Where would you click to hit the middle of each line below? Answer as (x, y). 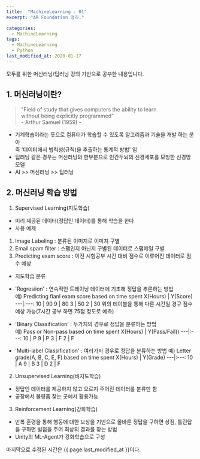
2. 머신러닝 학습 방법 (42, 192)
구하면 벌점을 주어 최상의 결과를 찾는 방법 (69, 430)
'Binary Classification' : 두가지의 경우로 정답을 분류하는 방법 (86, 324)
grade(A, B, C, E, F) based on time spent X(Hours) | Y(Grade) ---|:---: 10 (104, 358)
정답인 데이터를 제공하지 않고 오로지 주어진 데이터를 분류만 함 (86, 389)
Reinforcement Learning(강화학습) (56, 409)
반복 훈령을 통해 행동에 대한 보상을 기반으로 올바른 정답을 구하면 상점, (96, 422)
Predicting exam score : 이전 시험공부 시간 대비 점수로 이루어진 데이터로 (100, 256)
